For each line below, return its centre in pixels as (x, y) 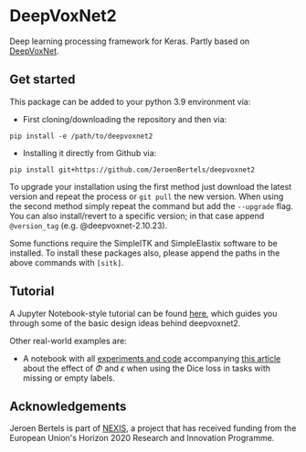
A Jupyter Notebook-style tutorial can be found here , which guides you (143, 313)
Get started (42, 80)
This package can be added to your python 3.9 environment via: (130, 101)
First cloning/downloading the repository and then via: (125, 119)
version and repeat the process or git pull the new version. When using (147, 196)
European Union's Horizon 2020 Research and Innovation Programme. (142, 438)
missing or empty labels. (69, 378)
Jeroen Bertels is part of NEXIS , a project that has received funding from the (153, 428)
